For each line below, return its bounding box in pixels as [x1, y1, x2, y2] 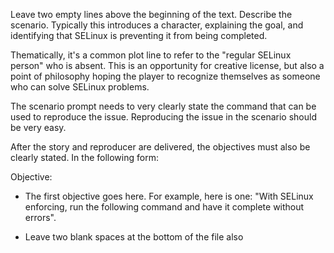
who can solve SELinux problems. [10, 81, 150, 93]
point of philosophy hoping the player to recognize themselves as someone [10, 70, 321, 82]
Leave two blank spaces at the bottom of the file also [24, 231, 244, 243]
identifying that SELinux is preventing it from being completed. [10, 30, 268, 41]
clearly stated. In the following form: [10, 152, 159, 163]
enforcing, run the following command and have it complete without [24, 201, 305, 213]
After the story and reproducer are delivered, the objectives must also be [10, 141, 311, 153]
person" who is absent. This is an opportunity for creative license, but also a [10, 60, 325, 71]
